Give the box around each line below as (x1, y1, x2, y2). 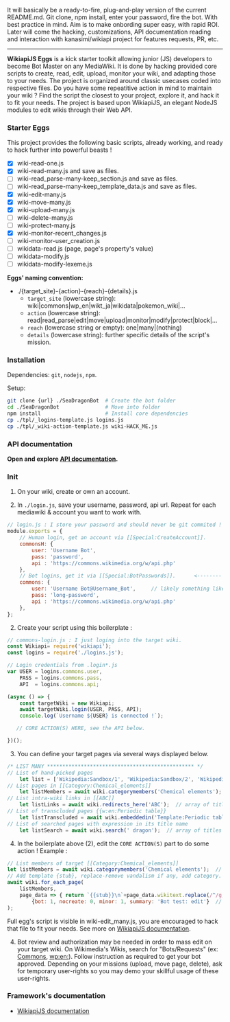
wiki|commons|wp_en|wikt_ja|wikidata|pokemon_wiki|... (27, 302, 186, 310)
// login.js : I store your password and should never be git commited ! (7, 521, 222, 528)
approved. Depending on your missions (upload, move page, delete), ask (16, 959, 222, 968)
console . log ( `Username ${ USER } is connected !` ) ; (19, 712, 164, 720)
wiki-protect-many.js (16, 221, 76, 229)
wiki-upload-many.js (16, 205, 75, 214)
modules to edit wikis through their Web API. (7, 106, 133, 114)
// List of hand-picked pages (7, 769, 94, 776)
